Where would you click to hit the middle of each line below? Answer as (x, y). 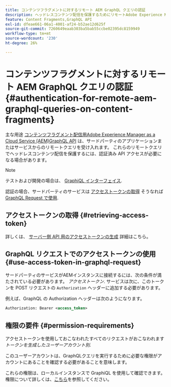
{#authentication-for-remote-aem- (81, 98)
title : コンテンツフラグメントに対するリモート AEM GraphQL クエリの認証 (76, 10)
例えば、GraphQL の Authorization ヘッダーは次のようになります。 (75, 299)
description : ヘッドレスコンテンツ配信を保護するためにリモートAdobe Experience (84, 15)
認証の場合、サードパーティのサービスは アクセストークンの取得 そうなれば (84, 191)
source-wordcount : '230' (32, 39)
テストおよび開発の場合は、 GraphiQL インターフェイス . (64, 181)
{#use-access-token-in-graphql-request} (73, 262)
